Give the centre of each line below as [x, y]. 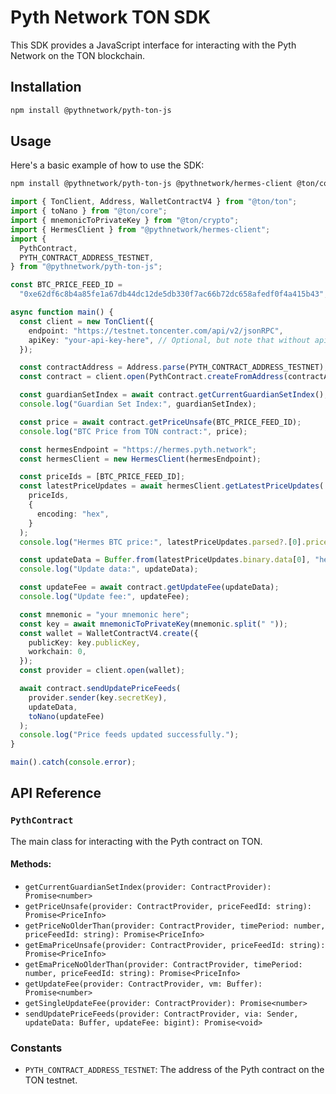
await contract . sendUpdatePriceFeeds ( [100, 689]
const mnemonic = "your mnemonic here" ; [104, 614]
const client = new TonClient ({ [87, 321]
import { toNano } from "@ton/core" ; [89, 211]
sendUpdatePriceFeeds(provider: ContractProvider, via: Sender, [161, 1014]
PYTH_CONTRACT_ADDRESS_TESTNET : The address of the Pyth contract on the [174, 1070]
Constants [36, 1048]
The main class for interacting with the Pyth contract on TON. [136, 841]
